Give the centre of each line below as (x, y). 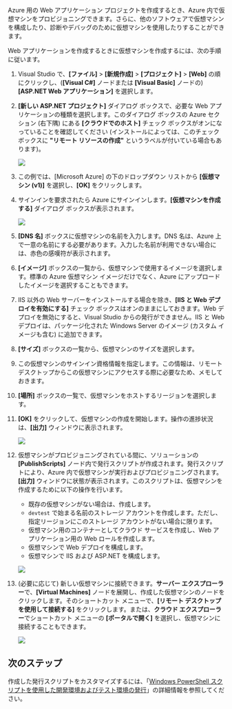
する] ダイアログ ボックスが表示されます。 (78, 208)
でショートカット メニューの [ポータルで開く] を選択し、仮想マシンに (122, 618)
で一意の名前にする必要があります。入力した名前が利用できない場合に (117, 244)
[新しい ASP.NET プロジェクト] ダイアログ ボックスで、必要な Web (113, 106)
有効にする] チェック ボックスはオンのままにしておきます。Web (126, 308)
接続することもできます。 (54, 627)
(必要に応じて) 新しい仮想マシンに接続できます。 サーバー (99, 583)
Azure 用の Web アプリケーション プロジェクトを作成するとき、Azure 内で (113, 10)
